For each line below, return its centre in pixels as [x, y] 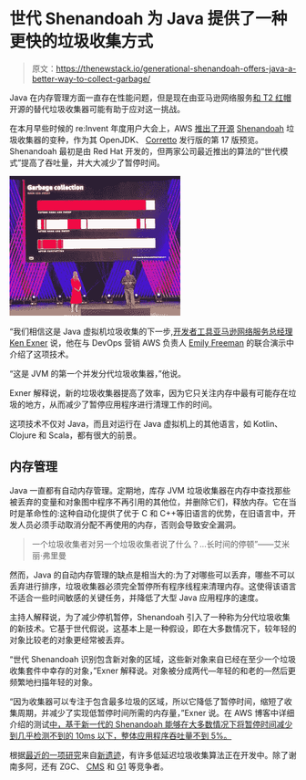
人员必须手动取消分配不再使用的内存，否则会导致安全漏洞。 [129, 525]
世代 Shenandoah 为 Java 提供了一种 [148, 19]
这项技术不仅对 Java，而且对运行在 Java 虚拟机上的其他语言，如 [131, 423]
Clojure [23, 435]
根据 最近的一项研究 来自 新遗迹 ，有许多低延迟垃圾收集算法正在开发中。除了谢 [153, 754]
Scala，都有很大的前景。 [95, 435]
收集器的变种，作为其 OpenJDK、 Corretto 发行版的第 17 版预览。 [140, 140]
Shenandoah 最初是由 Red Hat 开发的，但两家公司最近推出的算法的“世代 [145, 151]
